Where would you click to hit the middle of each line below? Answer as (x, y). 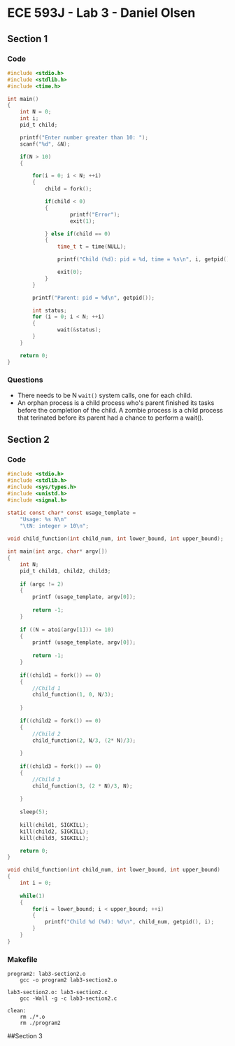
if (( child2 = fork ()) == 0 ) (60, 721)
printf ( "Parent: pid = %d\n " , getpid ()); (94, 298)
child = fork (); (68, 189)
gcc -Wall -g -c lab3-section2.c (69, 999)
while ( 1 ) (33, 896)
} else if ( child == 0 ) (78, 234)
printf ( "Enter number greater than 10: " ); (84, 137)
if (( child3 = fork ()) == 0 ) (60, 766)
